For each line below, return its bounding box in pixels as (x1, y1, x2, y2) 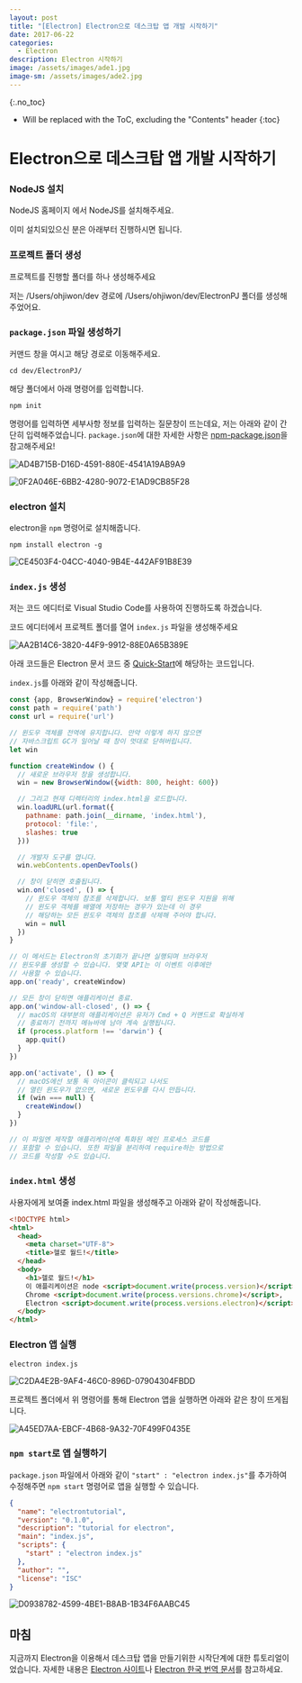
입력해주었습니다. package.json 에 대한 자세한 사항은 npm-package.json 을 (25, 429, 289, 440)
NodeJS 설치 (9, 182, 65, 195)
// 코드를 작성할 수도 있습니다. (9, 1151, 112, 1160)
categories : (9, 38, 54, 48)
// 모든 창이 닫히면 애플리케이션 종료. (9, 993, 135, 1003)
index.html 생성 (9, 1175, 76, 1187)
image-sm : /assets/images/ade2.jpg (9, 72, 143, 81)
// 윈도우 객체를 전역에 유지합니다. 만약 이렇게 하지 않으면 (9, 729, 202, 738)
